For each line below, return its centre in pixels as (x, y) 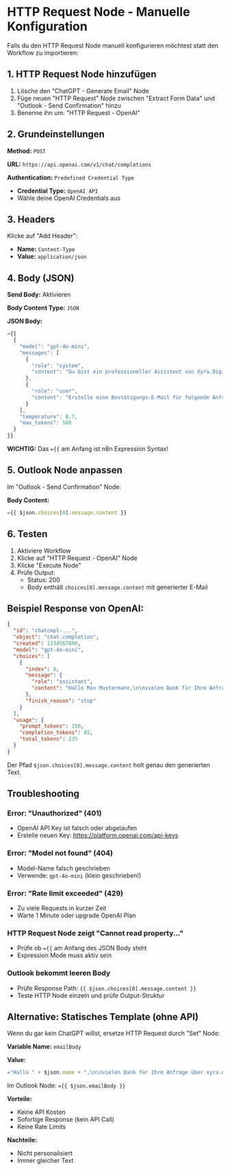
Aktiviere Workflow (44, 551)
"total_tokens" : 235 (49, 739)
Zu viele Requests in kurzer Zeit (62, 908)
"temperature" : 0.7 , (49, 417)
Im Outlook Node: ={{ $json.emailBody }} (66, 1086)
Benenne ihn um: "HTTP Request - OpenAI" (78, 112)
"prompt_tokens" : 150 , (52, 726)
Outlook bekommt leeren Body (59, 973)
